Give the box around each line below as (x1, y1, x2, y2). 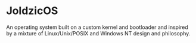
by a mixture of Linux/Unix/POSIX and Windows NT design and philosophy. (6, 29, 191, 37)
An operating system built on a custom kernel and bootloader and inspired (6, 24, 189, 31)
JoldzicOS (6, 4, 58, 18)
